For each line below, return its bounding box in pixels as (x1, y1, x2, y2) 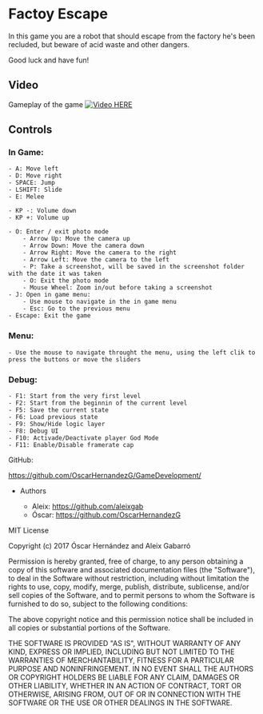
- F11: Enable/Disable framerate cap (8, 441, 134, 449)
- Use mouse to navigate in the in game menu (22, 297, 177, 306)
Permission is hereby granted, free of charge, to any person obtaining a (8, 556, 244, 566)
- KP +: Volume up (8, 213, 70, 222)
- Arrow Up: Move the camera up (22, 235, 130, 243)
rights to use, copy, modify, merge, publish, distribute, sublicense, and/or (8, 582, 249, 592)
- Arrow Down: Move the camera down (22, 241, 145, 250)
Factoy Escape (8, 5, 108, 23)
